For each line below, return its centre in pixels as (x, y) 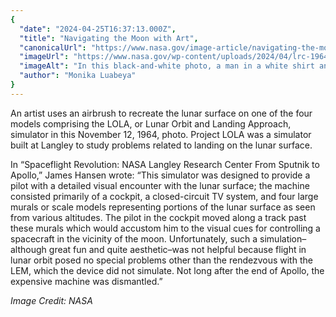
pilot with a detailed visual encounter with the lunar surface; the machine (160, 185)
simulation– (283, 238)
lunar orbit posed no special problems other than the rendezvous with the (161, 260)
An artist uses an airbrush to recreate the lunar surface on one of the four (161, 113)
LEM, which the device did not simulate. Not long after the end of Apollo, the (167, 270)
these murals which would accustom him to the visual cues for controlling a (165, 228)
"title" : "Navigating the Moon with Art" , (109, 38)
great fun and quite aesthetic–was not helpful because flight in (177, 249)
